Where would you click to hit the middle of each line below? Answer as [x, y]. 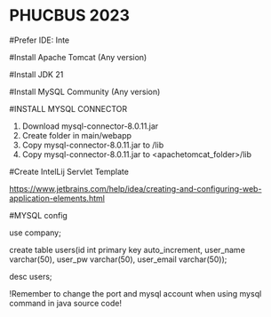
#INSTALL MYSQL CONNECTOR [68, 108]
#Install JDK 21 [36, 74]
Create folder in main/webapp [76, 135]
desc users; [31, 276]
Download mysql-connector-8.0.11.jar [90, 126]
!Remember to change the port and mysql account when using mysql [135, 293]
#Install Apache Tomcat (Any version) [78, 57]
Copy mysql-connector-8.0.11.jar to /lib [93, 145]
